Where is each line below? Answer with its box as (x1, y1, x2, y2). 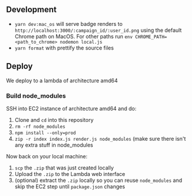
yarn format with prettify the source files (14, 44, 114, 51)
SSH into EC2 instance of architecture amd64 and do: (6, 105, 137, 112)
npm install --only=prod (14, 129, 76, 136)
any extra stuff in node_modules (14, 141, 93, 148)
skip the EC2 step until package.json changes (14, 182, 125, 190)
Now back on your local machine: (6, 152, 87, 160)
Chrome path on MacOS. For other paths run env (14, 32, 133, 40)
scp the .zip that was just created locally (14, 164, 114, 171)
